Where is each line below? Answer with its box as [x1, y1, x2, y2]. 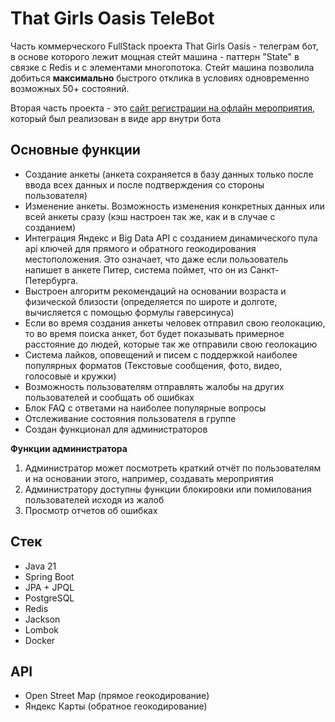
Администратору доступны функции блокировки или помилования [24, 483, 312, 495]
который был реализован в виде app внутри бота [10, 112, 222, 124]
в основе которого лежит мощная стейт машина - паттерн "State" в [10, 50, 300, 62]
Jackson [24, 613, 61, 625]
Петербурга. [24, 274, 79, 286]
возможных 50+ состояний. [10, 82, 130, 94]
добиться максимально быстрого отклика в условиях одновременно [10, 72, 310, 84]
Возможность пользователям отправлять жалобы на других [24, 380, 285, 392]
